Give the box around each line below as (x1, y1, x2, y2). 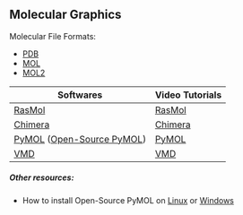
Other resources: (9, 172, 74, 183)
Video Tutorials (154, 89, 222, 101)
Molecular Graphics (9, 7, 122, 22)
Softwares (57, 89, 103, 101)
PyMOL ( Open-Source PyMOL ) (13, 133, 146, 145)
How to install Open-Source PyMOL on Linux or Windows (22, 194, 235, 205)
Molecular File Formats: (9, 30, 97, 41)
